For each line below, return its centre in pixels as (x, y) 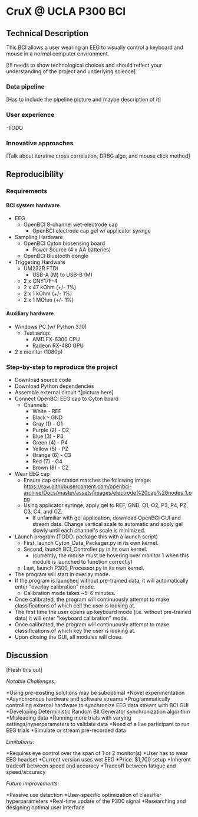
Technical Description (47, 33)
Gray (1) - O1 (47, 423)
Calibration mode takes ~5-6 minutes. (70, 593)
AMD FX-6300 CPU (56, 339)
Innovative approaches (40, 143)
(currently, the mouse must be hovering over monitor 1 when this (110, 555)
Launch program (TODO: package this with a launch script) (86, 537)
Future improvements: (33, 783)
